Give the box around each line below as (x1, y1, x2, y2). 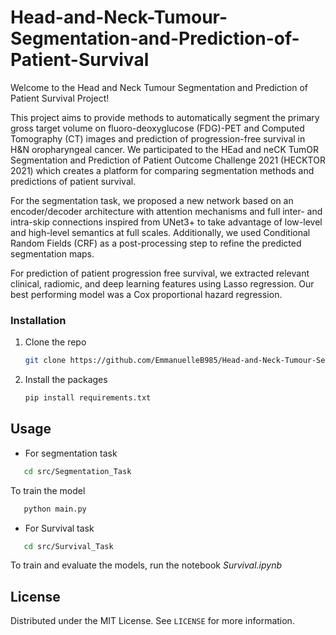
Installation (10, 313, 67, 327)
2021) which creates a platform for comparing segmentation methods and (10, 164, 315, 176)
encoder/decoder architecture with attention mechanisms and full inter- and (10, 205, 323, 217)
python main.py (23, 504, 87, 514)
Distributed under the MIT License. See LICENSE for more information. (10, 615, 295, 627)
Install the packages (24, 374, 108, 386)
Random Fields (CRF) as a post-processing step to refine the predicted (10, 237, 302, 249)
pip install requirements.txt (24, 393, 152, 403)
